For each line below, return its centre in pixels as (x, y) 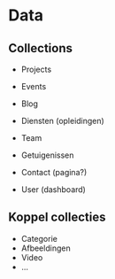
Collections (40, 48)
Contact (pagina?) (54, 172)
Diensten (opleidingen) (63, 121)
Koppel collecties (57, 217)
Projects (36, 69)
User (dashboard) (53, 190)
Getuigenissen (47, 155)
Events (34, 86)
